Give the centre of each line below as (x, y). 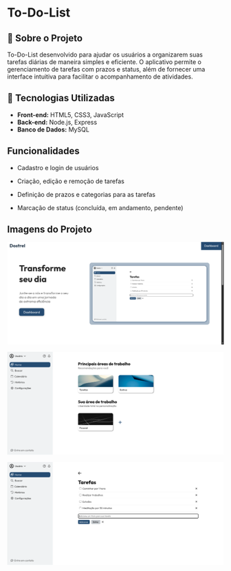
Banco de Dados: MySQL (53, 129)
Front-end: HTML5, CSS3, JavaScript (70, 114)
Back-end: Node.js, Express (57, 122)
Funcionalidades (44, 151)
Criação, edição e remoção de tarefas (71, 181)
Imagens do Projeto (50, 230)
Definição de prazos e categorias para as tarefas (86, 194)
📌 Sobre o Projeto (45, 38)
